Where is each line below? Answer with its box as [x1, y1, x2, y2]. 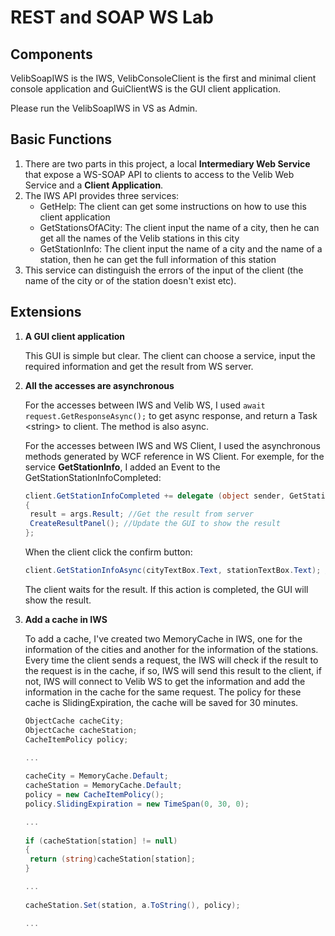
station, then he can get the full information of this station [39, 253, 277, 265]
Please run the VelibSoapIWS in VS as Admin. [10, 102, 198, 114]
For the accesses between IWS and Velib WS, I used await [24, 399, 266, 411]
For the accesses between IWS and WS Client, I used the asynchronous [24, 439, 321, 451]
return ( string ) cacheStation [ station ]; [29, 854, 196, 865]
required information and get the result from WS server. [24, 360, 254, 372]
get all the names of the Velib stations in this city [39, 232, 240, 244]
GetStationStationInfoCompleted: [24, 471, 162, 483]
